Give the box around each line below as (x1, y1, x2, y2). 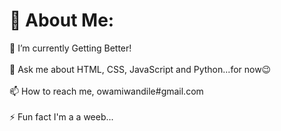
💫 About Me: (9, 9, 115, 32)
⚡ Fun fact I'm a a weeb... (9, 110, 114, 123)
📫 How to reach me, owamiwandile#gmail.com (9, 85, 204, 97)
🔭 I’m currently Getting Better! (9, 42, 132, 54)
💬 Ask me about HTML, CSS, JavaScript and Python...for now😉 (9, 63, 272, 75)
